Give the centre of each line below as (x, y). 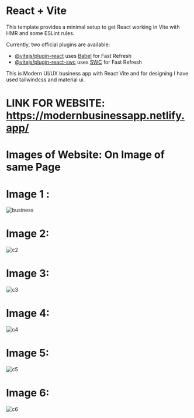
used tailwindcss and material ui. (46, 80)
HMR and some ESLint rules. (40, 33)
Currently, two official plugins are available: (58, 44)
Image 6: (28, 393)
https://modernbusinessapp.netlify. (96, 116)
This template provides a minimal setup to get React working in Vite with (93, 27)
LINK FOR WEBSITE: (56, 103)
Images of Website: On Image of (85, 155)
